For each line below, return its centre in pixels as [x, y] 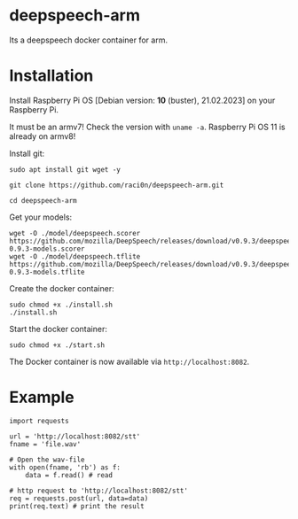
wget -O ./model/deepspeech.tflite [75, 256]
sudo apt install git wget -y [65, 169]
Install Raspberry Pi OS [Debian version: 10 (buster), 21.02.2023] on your [142, 100]
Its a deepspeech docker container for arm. [89, 40]
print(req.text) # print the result [77, 506]
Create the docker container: [62, 288]
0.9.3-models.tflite [47, 272]
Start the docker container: [59, 329]
